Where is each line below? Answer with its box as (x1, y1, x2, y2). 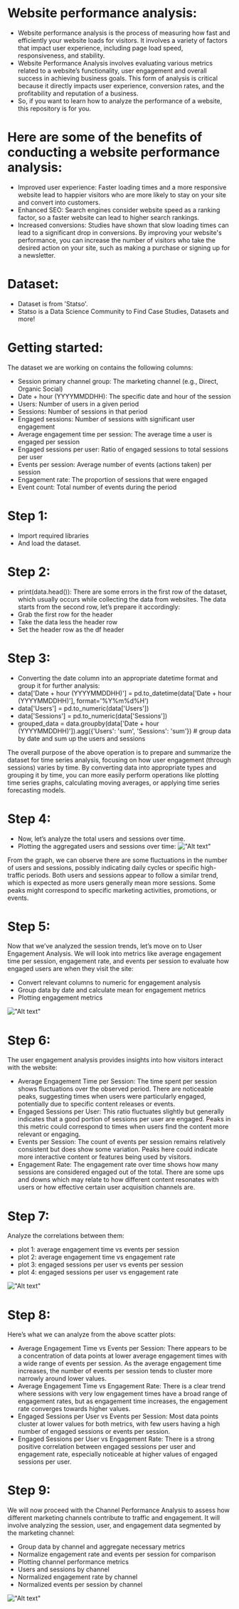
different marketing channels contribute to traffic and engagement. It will (7, 1514, 221, 1522)
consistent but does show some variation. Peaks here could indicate (17, 1145, 218, 1154)
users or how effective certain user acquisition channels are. (17, 1183, 196, 1192)
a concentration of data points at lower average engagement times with (17, 1351, 228, 1361)
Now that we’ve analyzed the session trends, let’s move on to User (7, 942, 203, 950)
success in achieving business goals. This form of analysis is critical (17, 73, 218, 83)
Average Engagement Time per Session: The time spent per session (17, 1077, 217, 1086)
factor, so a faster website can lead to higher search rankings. (17, 213, 200, 221)
